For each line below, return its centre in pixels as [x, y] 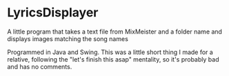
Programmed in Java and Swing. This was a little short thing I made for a [110, 52]
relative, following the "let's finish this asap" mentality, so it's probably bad [113, 59]
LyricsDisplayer [53, 13]
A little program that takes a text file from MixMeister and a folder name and [115, 31]
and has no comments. [40, 66]
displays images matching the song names [68, 38]
